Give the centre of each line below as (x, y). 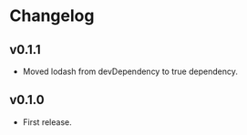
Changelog (52, 16)
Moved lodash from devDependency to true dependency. (130, 71)
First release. (47, 122)
